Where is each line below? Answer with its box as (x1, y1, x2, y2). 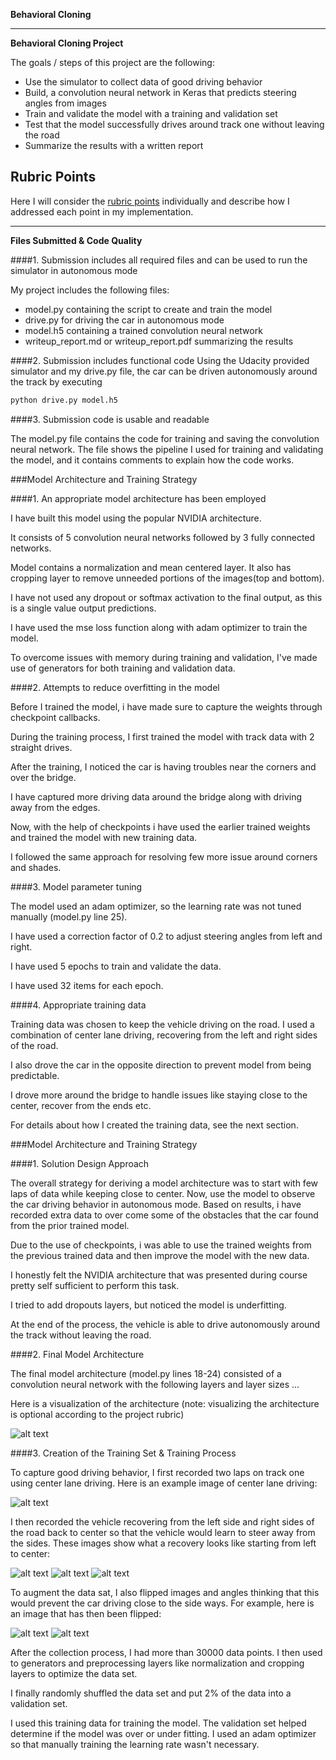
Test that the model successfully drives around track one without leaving (24, 119, 325, 130)
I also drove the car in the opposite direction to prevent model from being (10, 1059, 312, 1071)
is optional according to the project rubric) (10, 1408, 185, 1420)
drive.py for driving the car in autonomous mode (24, 314, 225, 326)
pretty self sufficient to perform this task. (10, 1279, 180, 1291)
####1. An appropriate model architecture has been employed (10, 492, 267, 504)
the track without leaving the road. (10, 1329, 152, 1341)
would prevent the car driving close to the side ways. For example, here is (10, 1597, 315, 1609)
